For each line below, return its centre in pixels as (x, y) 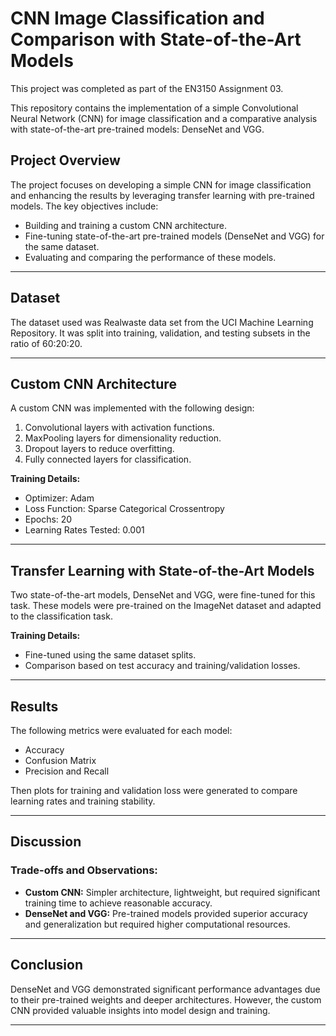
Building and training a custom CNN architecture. (126, 225)
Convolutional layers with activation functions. (119, 428)
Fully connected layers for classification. (108, 459)
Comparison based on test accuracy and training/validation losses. (162, 666)
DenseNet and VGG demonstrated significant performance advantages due (165, 989)
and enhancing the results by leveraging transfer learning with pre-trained (162, 195)
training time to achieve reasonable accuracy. (118, 903)
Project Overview (65, 160)
